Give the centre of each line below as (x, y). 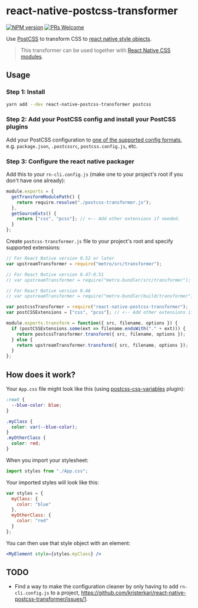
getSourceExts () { (34, 213)
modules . (32, 56)
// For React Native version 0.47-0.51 (55, 274)
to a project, (65, 593)
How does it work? (41, 374)
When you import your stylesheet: (47, 460)
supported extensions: (33, 247)
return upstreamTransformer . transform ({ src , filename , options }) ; (103, 345)
